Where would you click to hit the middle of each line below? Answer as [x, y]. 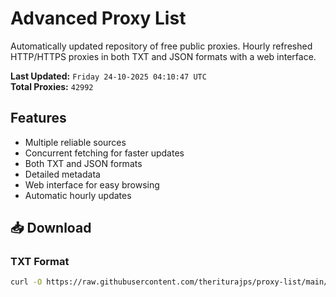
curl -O [26, 282]
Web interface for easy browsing [92, 184]
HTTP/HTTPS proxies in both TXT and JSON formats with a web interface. [163, 56]
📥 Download [51, 228]
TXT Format [40, 262]
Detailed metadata [62, 174]
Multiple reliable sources [75, 142]
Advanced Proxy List [98, 18]
